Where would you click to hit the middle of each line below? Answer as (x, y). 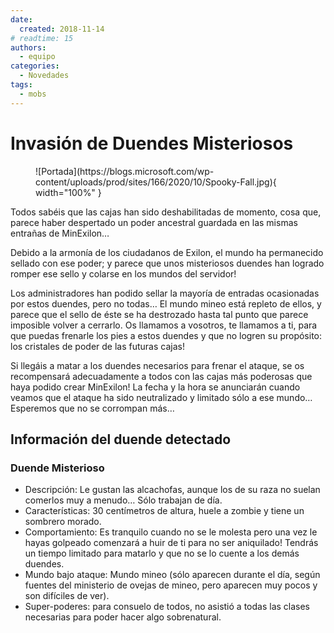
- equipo (37, 57)
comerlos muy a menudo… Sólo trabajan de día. (123, 500)
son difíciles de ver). (67, 596)
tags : (21, 85)
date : (21, 19)
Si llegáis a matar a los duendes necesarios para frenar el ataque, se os (157, 365)
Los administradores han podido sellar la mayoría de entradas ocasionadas (165, 293)
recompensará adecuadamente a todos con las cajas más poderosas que (161, 376)
